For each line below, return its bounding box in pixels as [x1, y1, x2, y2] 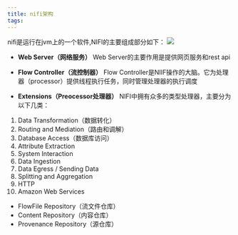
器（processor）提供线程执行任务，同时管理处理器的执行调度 [17, 76, 198, 85]
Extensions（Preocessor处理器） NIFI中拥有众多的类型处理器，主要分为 [17, 92, 232, 100]
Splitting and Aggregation [17, 172, 93, 180]
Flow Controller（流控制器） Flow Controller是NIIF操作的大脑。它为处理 [17, 68, 229, 76]
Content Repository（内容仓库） [17, 211, 113, 219]
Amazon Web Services [17, 187, 85, 196]
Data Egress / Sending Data [17, 164, 99, 173]
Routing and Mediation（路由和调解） [17, 125, 128, 133]
